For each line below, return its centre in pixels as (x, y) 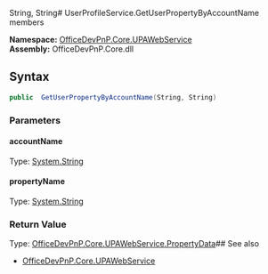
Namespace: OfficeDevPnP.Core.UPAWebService (101, 40)
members (27, 22)
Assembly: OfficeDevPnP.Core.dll (72, 49)
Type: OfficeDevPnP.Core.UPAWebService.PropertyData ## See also (134, 244)
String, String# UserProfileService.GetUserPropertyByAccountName (134, 13)
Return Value (38, 224)
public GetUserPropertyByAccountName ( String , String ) (113, 97)
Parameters (35, 120)
